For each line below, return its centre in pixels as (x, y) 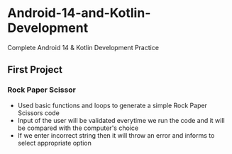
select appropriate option (55, 143)
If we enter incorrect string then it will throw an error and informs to (116, 135)
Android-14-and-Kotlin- (79, 13)
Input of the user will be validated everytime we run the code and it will (121, 120)
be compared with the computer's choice (78, 128)
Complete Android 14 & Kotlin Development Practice (83, 47)
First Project (35, 70)
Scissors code (39, 113)
